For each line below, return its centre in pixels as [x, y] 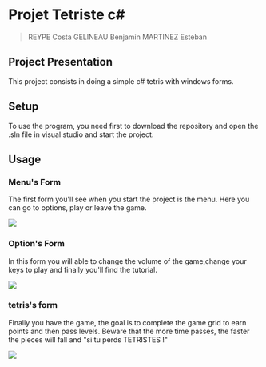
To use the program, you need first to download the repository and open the [133, 126]
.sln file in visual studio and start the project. [81, 134]
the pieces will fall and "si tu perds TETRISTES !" [88, 339]
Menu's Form [35, 182]
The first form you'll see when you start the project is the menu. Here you [129, 199]
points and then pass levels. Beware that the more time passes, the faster [129, 331]
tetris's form [33, 305]
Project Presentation [61, 62]
